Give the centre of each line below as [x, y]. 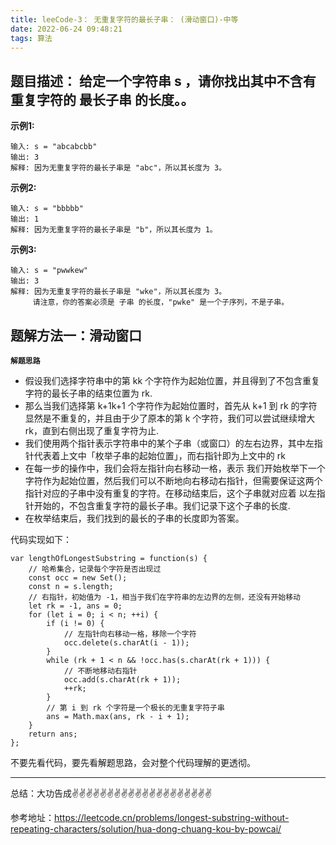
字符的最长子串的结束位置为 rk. [88, 393]
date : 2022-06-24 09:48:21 [66, 29]
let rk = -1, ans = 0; [75, 606]
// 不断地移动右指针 [100, 671]
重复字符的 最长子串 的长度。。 [102, 99]
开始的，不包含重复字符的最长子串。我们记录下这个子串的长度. [162, 505]
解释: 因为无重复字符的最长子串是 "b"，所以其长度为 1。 [114, 230]
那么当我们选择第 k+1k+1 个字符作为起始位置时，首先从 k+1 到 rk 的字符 [171, 405]
